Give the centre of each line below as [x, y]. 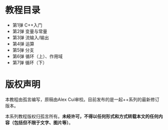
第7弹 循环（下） [30, 62]
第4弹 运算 [23, 43]
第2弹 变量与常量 [30, 31]
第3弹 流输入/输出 [30, 37]
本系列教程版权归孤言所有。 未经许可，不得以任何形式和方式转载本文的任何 [82, 116]
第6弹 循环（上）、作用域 [37, 56]
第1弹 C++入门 [27, 25]
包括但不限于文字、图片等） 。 [43, 122]
